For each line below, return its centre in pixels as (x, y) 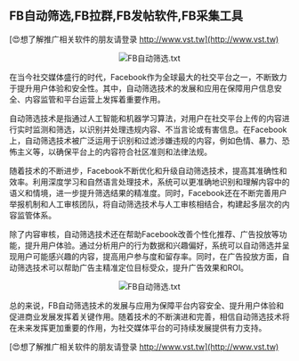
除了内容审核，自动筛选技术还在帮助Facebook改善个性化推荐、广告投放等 (144, 234)
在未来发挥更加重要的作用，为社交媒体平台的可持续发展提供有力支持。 (138, 327)
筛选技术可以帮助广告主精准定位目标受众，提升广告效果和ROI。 (133, 267)
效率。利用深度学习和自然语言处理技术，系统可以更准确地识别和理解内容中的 (149, 182)
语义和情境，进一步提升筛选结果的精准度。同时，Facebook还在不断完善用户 (148, 193)
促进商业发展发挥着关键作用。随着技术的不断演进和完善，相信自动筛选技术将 (149, 316)
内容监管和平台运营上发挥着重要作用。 (95, 99)
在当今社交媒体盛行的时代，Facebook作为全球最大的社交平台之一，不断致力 (148, 77)
